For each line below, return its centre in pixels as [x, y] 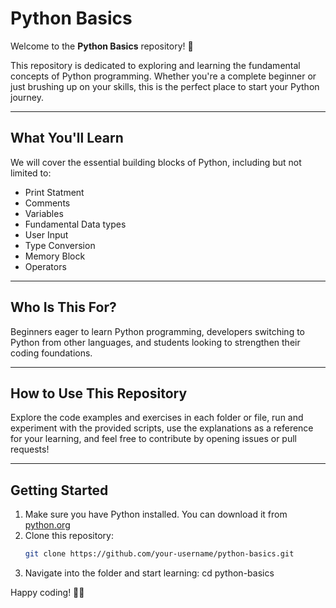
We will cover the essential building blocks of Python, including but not [156, 162]
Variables [44, 213]
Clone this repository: [69, 536]
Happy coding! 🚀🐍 [47, 593]
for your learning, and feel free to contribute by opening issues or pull [154, 439]
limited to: [31, 173]
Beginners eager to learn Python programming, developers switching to [158, 331]
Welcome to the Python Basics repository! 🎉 [102, 46]
